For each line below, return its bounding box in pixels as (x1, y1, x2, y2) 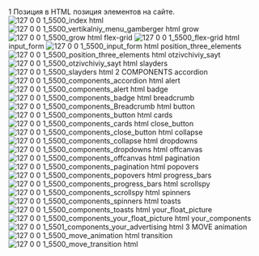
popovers (167, 162, 199, 171)
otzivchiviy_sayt (168, 50, 221, 59)
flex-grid (104, 32, 133, 42)
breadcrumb (153, 93, 195, 102)
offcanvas (169, 145, 203, 154)
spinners (161, 188, 191, 197)
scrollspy (180, 179, 210, 189)
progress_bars (163, 170, 212, 180)
